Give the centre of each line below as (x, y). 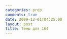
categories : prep (24, 10)
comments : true (21, 15)
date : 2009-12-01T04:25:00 (34, 19)
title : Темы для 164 (27, 29)
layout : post (19, 24)
